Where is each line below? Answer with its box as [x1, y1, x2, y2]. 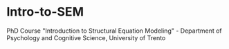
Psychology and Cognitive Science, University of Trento [6, 33, 166, 42]
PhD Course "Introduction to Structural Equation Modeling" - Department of [6, 27, 222, 35]
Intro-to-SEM [6, 4, 84, 20]
